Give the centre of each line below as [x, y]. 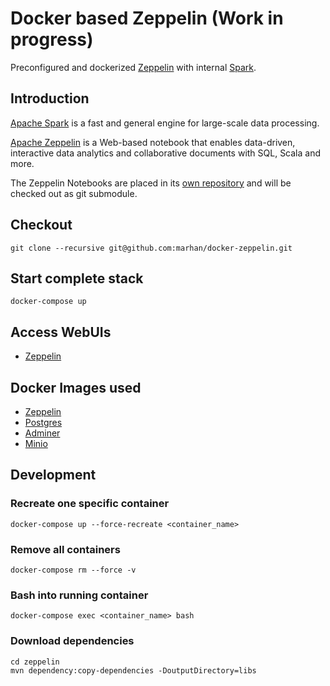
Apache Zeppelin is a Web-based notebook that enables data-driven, [153, 142]
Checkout [41, 225]
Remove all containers [65, 549]
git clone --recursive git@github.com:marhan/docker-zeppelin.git [151, 248]
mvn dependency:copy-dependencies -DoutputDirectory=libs [133, 670]
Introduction [50, 98]
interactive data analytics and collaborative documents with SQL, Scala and [166, 153]
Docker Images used [76, 387]
